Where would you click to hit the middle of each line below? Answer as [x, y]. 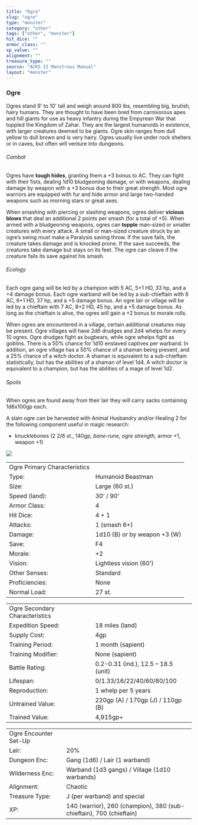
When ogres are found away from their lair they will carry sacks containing [97, 401]
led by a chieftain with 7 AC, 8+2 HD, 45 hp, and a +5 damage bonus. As [94, 307]
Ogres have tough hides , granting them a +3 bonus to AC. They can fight [95, 175]
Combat [16, 157]
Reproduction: [29, 691]
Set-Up [20, 741]
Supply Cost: [27, 635]
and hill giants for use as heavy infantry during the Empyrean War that [91, 118]
